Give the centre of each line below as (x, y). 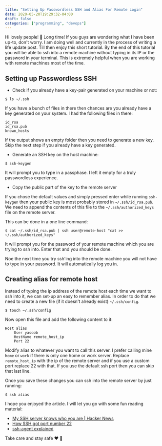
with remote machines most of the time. (45, 63)
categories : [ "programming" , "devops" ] (46, 23)
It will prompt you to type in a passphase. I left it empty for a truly (71, 173)
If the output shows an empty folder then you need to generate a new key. (80, 140)
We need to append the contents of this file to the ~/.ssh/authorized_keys (80, 207)
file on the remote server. (30, 212)
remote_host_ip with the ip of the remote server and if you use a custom (77, 361)
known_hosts (17, 131)
